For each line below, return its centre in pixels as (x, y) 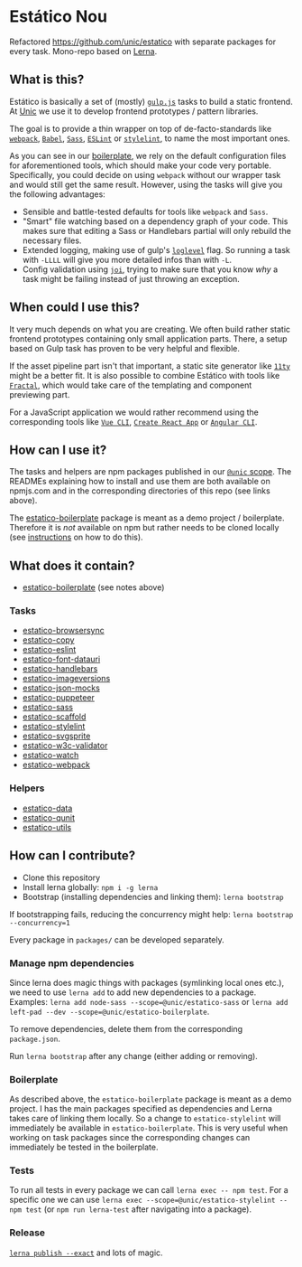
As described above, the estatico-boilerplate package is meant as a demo (151, 1099)
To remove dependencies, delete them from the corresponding (126, 1028)
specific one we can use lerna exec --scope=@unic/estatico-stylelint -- (149, 1200)
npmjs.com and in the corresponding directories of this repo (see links (140, 491)
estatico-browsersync (64, 631)
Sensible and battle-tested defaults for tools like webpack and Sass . (145, 211)
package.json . (35, 1038)
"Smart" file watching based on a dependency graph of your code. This (155, 221)
